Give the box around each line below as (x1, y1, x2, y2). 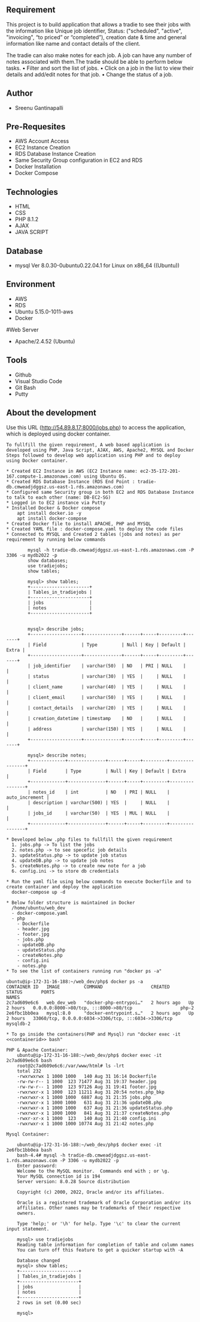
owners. (17, 1210, 36, 1216)
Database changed (17, 1257, 60, 1264)
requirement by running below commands (6, 536, 106, 543)
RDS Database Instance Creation (14, 150, 96, 158)
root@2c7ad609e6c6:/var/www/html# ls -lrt (17, 1063, 125, 1069)
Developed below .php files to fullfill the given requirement (11, 836, 172, 843)
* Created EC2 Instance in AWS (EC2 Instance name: (6, 468, 138, 474)
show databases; (28, 558, 68, 564)
